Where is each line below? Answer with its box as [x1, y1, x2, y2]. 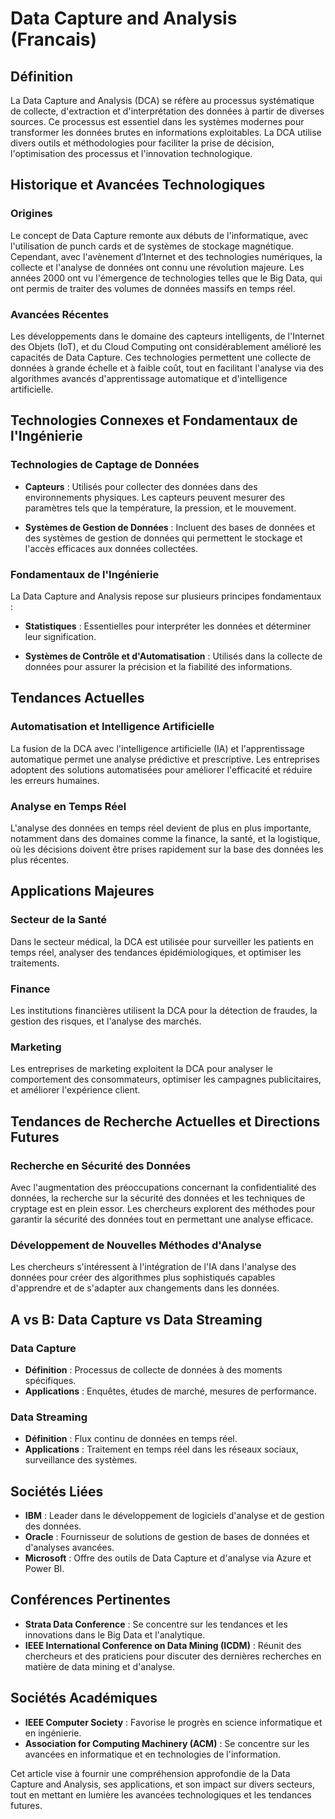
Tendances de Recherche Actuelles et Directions [10, 1113, 321, 1130]
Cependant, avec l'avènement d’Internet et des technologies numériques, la [10, 250, 323, 262]
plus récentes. [10, 853, 70, 866]
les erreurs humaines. [10, 774, 100, 786]
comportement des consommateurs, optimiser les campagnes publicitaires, [10, 1073, 322, 1086]
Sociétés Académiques [10, 1690, 158, 1707]
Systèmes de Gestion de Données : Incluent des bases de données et [24, 521, 316, 533]
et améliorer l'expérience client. [10, 1084, 141, 1096]
